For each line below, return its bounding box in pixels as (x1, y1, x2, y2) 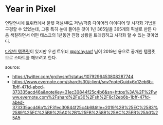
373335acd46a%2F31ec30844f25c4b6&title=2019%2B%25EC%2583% (12, 104, 158, 110)
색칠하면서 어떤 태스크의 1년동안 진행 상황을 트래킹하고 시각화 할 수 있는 (10, 32, 146, 38)
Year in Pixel (5, 3, 56, 15)
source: (5, 64, 20, 70)
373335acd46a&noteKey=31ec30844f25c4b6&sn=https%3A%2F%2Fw (12, 89, 157, 95)
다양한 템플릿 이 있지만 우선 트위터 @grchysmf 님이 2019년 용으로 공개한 (5, 48, 143, 54)
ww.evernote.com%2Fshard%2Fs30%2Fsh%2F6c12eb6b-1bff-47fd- (12, 94, 151, 100)
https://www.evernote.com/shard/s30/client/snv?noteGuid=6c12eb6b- (12, 78, 154, 84)
